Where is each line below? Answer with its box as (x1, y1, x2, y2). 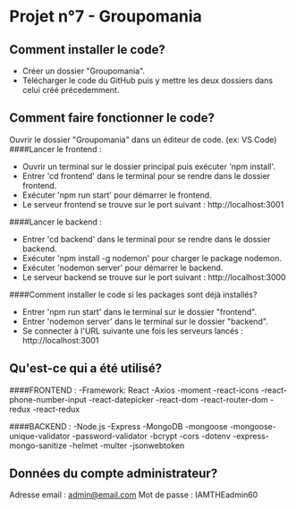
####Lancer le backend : (9, 216, 103, 227)
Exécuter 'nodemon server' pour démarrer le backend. (21, 262, 224, 273)
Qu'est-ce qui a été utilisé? (9, 361, 163, 377)
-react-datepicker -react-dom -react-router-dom (88, 394, 268, 404)
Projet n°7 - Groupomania (9, 6, 203, 27)
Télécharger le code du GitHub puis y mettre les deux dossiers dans (21, 75, 274, 86)
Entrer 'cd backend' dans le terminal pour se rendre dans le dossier (21, 233, 271, 244)
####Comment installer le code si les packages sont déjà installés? (9, 289, 258, 300)
